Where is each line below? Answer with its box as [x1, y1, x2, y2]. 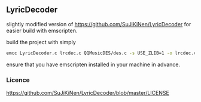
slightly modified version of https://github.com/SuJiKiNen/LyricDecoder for [6, 20, 191, 27]
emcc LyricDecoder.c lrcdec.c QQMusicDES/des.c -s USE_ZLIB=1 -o [6, 50, 172, 56]
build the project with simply [6, 38, 76, 45]
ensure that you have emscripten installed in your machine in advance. [6, 61, 181, 68]
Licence [6, 76, 30, 84]
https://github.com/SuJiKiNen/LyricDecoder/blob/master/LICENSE [6, 89, 169, 96]
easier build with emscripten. [6, 27, 78, 34]
